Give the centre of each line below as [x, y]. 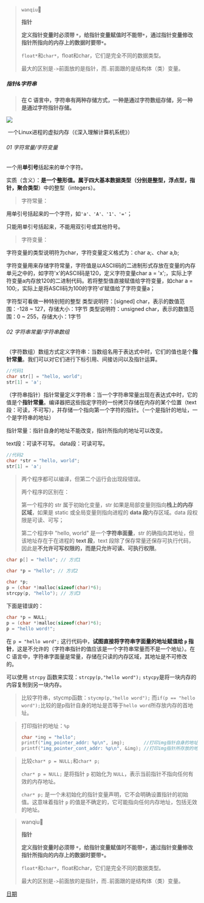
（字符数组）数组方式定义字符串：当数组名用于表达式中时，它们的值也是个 [99, 352]
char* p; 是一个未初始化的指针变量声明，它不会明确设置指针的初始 [105, 794]
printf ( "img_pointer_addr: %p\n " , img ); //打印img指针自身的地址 [110, 743]
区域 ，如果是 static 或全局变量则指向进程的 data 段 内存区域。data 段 [107, 512]
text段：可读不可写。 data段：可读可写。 [57, 443]
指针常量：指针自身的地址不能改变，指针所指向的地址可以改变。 [86, 430]
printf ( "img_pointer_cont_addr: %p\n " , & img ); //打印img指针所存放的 [107, 749]
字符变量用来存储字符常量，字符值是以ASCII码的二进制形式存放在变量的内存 [101, 266]
